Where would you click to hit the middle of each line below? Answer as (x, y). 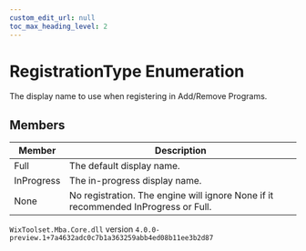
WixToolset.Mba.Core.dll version (71, 229)
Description (180, 151)
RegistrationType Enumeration (127, 71)
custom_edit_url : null (52, 18)
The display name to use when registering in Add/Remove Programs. (138, 96)
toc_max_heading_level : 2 (58, 26)
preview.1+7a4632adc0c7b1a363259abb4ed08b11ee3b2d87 (112, 238)
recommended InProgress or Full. (141, 207)
